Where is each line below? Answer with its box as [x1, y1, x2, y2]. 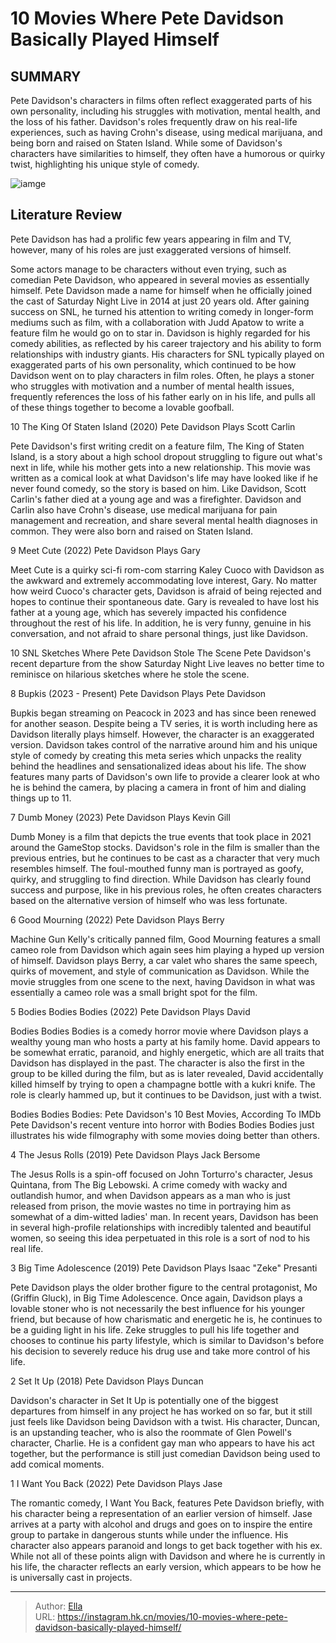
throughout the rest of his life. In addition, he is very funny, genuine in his [10, 617, 312, 629]
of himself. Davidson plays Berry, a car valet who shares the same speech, [10, 954, 318, 966]
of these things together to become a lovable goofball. [10, 401, 235, 413]
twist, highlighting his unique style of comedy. [10, 158, 200, 170]
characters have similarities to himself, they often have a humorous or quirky [10, 148, 326, 159]
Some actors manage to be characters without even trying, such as [10, 263, 287, 275]
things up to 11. [10, 792, 72, 804]
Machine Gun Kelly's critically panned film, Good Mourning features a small [10, 933, 321, 945]
